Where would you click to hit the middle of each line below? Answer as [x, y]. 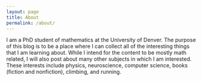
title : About [23, 17]
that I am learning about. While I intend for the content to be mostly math [96, 53]
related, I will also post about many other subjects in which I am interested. [99, 59]
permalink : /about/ [31, 23]
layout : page [23, 12]
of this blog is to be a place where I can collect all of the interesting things [98, 46]
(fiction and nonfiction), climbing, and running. [64, 72]
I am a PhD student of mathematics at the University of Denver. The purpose [101, 40]
